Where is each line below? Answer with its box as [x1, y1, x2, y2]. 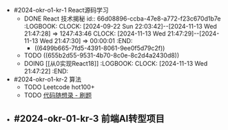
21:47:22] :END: [23, 67, 69, 75]
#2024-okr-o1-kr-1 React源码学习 [13, 6, 109, 14]
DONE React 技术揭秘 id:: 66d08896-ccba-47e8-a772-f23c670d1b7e [23, 14, 221, 23]
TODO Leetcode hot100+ [23, 83, 95, 91]
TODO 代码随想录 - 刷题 [23, 91, 92, 99]
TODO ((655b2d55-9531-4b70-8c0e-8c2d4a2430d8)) [23, 51, 180, 60]
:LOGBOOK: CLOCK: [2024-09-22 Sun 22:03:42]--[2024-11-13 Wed [23, 23, 217, 30]
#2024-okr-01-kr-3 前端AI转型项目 [13, 113, 165, 125]
